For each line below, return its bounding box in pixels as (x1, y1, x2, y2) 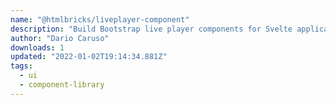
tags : (10, 61, 33, 71)
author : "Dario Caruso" (10, 33, 110, 43)
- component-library (19, 80, 105, 90)
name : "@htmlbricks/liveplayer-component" (10, 14, 190, 25)
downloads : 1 (10, 42, 65, 53)
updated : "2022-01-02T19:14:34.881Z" (10, 52, 168, 62)
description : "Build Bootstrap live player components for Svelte (10, 24, 293, 34)
